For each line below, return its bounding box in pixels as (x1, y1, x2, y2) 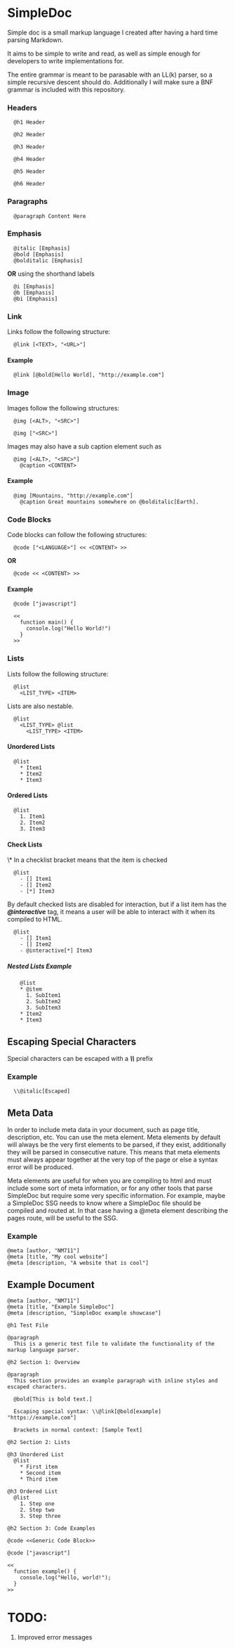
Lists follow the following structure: (7, 669, 109, 678)
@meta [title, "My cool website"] (7, 1254, 109, 1261)
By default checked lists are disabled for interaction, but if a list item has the (7, 900, 227, 908)
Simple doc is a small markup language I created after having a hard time (7, 28, 218, 37)
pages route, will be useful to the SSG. (7, 1214, 118, 1223)
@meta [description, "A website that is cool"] (7, 1260, 149, 1267)
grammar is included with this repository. (7, 85, 126, 94)
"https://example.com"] (7, 1415, 77, 1422)
